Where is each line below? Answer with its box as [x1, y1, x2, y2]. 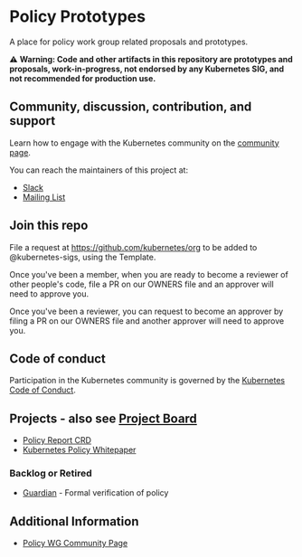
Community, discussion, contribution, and [9, 99, 252, 115]
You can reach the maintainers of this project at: [9, 165, 188, 175]
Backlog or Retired [9, 467, 92, 480]
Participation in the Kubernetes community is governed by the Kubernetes [9, 375, 286, 386]
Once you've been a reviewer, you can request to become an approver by [9, 306, 284, 316]
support [9, 113, 56, 128]
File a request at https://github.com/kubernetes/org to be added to [9, 241, 258, 252]
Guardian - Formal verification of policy [22, 487, 169, 498]
